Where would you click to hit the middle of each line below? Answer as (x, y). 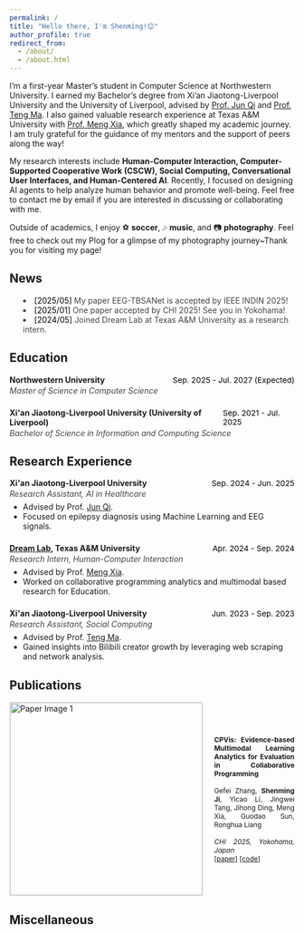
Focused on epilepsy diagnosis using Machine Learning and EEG (143, 517)
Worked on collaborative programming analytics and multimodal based (154, 582)
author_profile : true (50, 34)
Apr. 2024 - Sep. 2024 (253, 549)
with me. (26, 209)
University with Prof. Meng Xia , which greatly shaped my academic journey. (151, 124)
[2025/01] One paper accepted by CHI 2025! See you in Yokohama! (160, 310)
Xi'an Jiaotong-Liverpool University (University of (105, 413)
